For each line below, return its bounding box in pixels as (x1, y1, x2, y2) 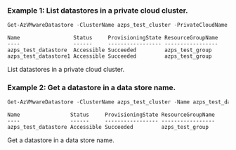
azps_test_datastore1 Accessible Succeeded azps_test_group (7, 53, 212, 60)
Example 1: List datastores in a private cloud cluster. (7, 6, 188, 15)
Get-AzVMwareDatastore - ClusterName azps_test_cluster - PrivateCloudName (7, 22, 228, 29)
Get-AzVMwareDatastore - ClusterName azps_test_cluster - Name (7, 99, 190, 106)
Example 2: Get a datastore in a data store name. (7, 83, 176, 93)
